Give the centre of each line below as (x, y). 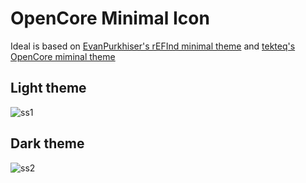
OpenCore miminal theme (63, 56)
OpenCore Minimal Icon (110, 18)
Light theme (48, 88)
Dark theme (47, 143)
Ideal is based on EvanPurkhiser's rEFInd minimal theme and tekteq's (153, 46)
